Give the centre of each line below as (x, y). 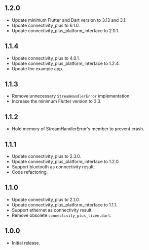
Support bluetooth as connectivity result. (53, 167)
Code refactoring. (30, 172)
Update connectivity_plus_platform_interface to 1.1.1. (65, 204)
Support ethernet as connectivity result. (52, 210)
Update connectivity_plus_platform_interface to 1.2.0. (66, 162)
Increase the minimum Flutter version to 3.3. (56, 101)
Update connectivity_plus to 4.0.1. (46, 58)
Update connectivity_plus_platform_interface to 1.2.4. (66, 63)
